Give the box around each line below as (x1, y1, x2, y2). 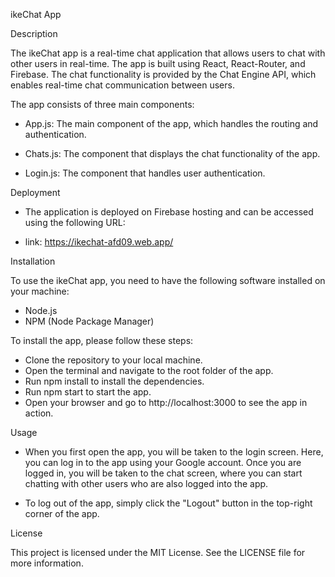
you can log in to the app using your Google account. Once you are (24, 457, 302, 468)
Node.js (24, 305, 58, 316)
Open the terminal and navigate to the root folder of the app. (24, 365, 274, 376)
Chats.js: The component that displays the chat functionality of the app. (24, 148, 321, 159)
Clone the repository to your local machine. (24, 354, 203, 366)
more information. (10, 557, 84, 569)
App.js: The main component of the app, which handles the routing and (24, 118, 319, 129)
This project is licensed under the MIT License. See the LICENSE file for (10, 547, 306, 558)
